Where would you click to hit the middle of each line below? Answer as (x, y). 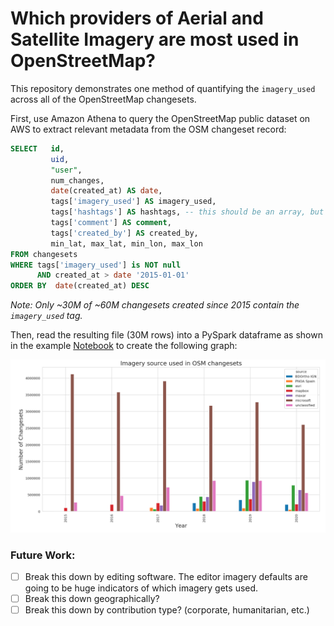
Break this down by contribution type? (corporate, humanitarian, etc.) (167, 610)
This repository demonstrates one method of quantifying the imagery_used (163, 88)
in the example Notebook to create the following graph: (124, 346)
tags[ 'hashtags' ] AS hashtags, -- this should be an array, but (187, 212)
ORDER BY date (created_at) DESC (80, 286)
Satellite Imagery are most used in (155, 39)
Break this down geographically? (92, 599)
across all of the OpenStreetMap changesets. (103, 99)
